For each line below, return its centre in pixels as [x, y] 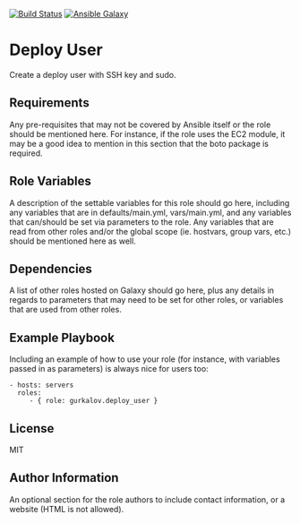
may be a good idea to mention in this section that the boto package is [139, 143]
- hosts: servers [42, 385]
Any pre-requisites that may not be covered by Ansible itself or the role [140, 124]
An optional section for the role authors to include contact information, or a [147, 499]
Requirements [49, 103]
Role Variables [50, 181]
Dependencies [51, 269]
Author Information [64, 478]
